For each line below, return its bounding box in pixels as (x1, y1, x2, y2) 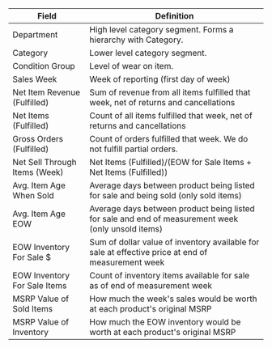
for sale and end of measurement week (89, 214, 239, 224)
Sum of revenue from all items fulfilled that (89, 87, 251, 98)
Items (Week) (12, 167, 64, 177)
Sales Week (12, 74, 57, 84)
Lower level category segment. (89, 48, 207, 58)
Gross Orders (12, 134, 64, 144)
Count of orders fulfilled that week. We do (89, 134, 249, 144)
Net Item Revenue (12, 87, 81, 98)
